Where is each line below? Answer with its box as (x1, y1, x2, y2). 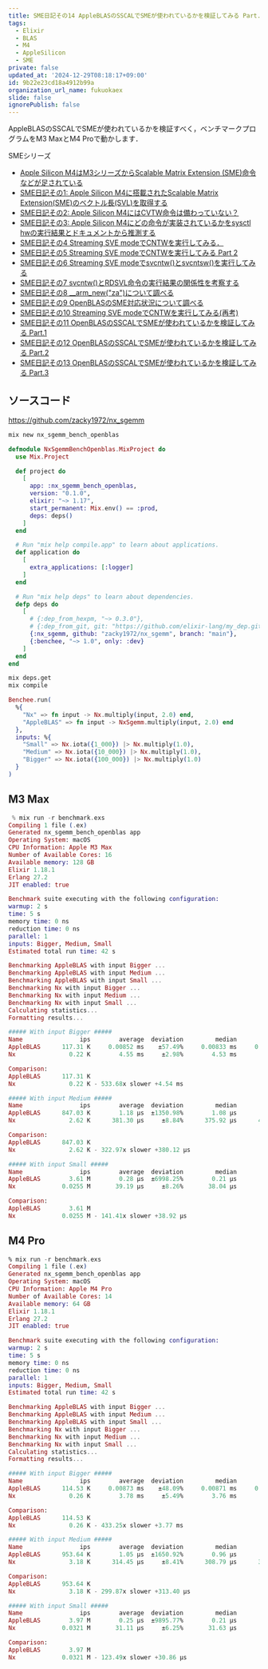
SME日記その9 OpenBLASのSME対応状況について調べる (19, 298, 204, 308)
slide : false (8, 94, 52, 102)
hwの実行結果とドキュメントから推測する (19, 228, 156, 238)
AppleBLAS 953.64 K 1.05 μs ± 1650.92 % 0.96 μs (8, 1551, 238, 1559)
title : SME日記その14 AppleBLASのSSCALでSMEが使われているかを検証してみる (8, 11, 240, 20)
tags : (8, 19, 26, 27)
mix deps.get (8, 674, 52, 682)
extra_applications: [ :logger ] (29, 563, 134, 572)
